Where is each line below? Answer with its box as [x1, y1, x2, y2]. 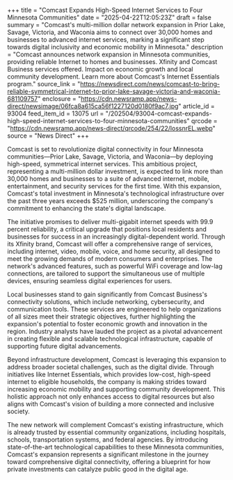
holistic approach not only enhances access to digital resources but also [7, 392, 215, 401]
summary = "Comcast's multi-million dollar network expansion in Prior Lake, [7, 21, 226, 29]
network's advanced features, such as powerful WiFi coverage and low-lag [7, 262, 223, 270]
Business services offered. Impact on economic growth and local [7, 65, 193, 73]
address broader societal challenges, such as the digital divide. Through [7, 363, 214, 371]
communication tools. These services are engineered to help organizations [7, 305, 222, 313]
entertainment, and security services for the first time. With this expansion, [7, 182, 222, 190]
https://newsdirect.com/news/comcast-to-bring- [79, 80, 220, 88]
